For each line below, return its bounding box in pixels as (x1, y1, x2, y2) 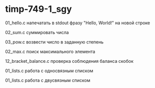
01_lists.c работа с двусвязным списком (5, 77, 90, 83)
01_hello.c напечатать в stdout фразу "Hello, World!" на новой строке (5, 20, 151, 26)
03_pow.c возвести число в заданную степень (5, 39, 104, 45)
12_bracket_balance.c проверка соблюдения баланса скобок (5, 58, 134, 64)
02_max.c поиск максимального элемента (5, 48, 95, 54)
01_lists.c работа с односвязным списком (5, 68, 93, 74)
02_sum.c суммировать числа (5, 29, 69, 35)
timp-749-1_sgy (5, 3, 72, 15)
